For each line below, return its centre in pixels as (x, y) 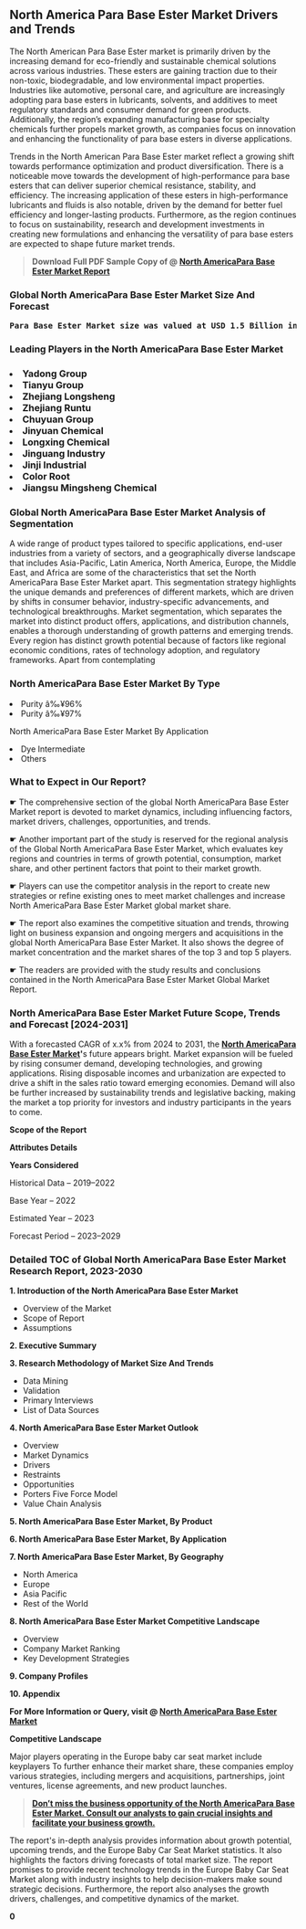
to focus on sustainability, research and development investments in (137, 224)
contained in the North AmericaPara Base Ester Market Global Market (140, 979)
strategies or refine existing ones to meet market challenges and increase (148, 895)
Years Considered (44, 1165)
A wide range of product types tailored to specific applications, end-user (146, 543)
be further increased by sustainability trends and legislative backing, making (153, 1093)
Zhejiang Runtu (57, 407)
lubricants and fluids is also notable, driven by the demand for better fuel (146, 205)
